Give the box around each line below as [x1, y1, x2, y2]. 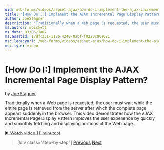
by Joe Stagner [5, 90, 36, 96]
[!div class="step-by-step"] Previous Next [17, 139, 102, 145]
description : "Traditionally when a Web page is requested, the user [5, 20, 150, 26]
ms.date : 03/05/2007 [5, 30, 47, 34]
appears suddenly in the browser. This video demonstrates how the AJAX [5, 110, 153, 116]
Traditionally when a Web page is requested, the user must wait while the [5, 100, 153, 106]
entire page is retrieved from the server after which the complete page [5, 105, 147, 111]
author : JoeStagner [5, 16, 45, 21]
